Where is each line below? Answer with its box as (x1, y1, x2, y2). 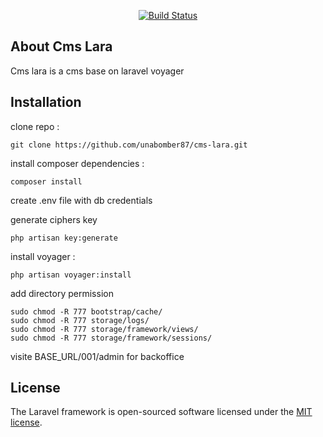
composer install (10, 176, 83, 187)
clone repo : (10, 120, 60, 132)
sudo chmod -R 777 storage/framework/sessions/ (10, 333, 213, 343)
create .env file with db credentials (10, 194, 153, 206)
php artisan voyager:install (10, 270, 132, 280)
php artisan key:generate (10, 233, 118, 243)
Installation (10, 94, 82, 111)
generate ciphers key (10, 213, 98, 225)
